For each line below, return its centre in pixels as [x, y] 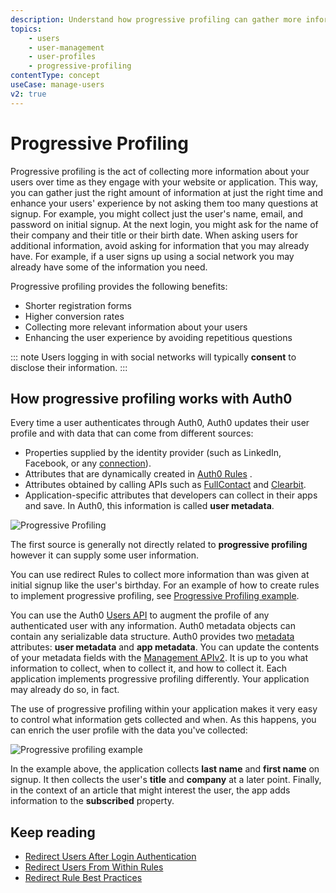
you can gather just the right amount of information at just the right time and [167, 192]
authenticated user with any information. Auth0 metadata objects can [153, 626]
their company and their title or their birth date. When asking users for [154, 235]
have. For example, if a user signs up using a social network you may [152, 256]
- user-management [66, 47]
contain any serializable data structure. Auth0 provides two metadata [152, 637]
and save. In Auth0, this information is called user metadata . [149, 506]
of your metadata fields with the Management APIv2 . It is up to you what [159, 658]
